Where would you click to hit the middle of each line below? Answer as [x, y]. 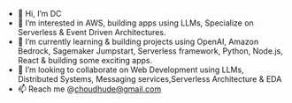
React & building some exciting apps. [85, 60]
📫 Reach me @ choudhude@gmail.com [89, 89]
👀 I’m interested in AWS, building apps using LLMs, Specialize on [135, 23]
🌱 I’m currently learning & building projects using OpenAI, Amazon [138, 41]
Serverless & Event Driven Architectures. [92, 32]
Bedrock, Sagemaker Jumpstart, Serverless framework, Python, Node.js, [150, 51]
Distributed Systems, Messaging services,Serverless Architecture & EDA [150, 79]
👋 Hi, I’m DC [39, 14]
